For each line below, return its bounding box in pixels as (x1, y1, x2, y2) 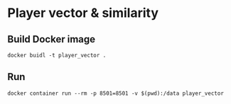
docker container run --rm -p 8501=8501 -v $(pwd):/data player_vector (7, 90, 224, 97)
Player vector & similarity (7, 5, 159, 21)
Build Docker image (7, 33, 96, 45)
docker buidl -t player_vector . (7, 52, 107, 59)
